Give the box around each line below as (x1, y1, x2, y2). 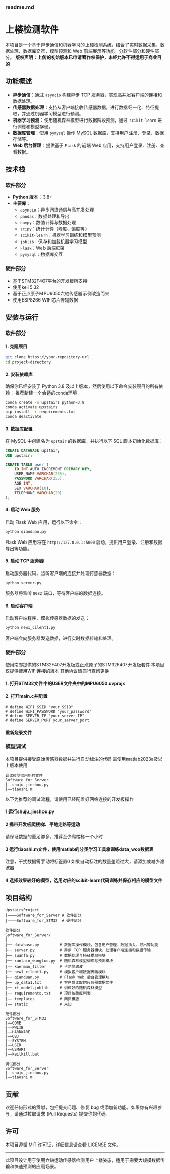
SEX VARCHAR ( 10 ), (14, 486, 51, 491)
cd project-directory (5, 359, 51, 365)
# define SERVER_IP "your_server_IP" (5, 713, 85, 718)
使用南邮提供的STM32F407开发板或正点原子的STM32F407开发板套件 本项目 (5, 661, 165, 668)
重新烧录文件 (5, 729, 32, 735)
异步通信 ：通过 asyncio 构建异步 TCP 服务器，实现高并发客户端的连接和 (12, 92, 162, 98)
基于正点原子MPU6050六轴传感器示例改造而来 (12, 290, 110, 296)
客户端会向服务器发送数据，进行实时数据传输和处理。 (5, 635, 116, 641)
